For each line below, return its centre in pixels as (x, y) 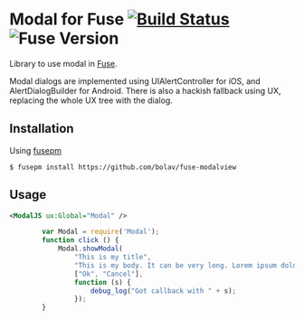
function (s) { (102, 282)
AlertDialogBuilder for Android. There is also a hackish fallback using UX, (145, 90)
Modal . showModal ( (90, 249)
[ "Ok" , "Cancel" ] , (109, 274)
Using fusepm (35, 150)
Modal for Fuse (67, 19)
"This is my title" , (113, 258)
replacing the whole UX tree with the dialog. (91, 100)
